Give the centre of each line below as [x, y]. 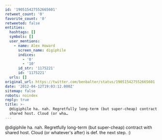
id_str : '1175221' [36, 69]
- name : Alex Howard [34, 46]
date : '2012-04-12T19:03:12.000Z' [40, 86]
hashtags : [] [23, 32]
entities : [15, 28]
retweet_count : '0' [25, 14]
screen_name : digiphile [42, 50]
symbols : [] [22, 37]
